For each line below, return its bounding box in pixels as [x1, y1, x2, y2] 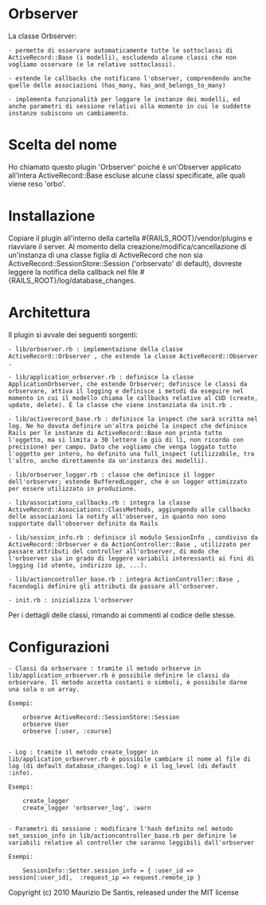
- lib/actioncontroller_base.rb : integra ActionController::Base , [8, 575, 241, 583]
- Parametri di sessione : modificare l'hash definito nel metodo [8, 825, 233, 833]
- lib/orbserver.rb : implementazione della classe [8, 345, 183, 353]
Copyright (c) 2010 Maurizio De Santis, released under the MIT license [8, 887, 239, 897]
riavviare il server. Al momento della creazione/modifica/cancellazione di [8, 241, 247, 251]
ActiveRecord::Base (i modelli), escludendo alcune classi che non [8, 53, 237, 61]
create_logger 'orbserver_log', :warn [22, 804, 151, 812]
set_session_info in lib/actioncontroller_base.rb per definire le [8, 832, 237, 840]
